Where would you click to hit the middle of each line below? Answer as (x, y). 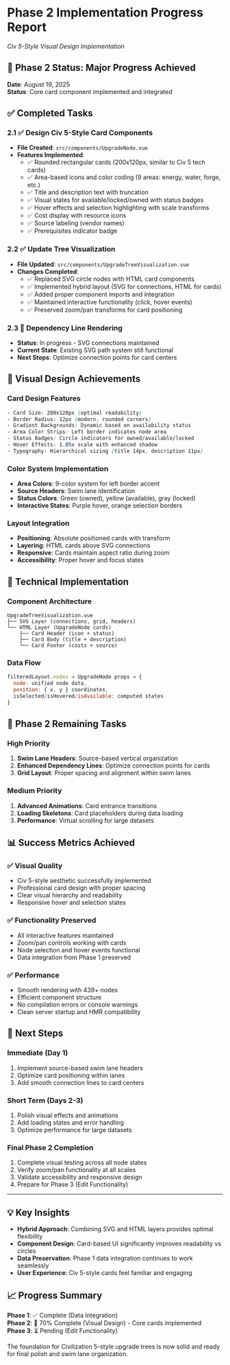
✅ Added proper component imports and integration (101, 294)
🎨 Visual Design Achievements (74, 379)
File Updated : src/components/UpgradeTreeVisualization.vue (103, 264)
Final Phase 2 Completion (50, 1147)
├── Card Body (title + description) (73, 640)
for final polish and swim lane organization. (68, 1353)
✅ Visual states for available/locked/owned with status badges (115, 200)
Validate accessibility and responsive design (79, 1177)
